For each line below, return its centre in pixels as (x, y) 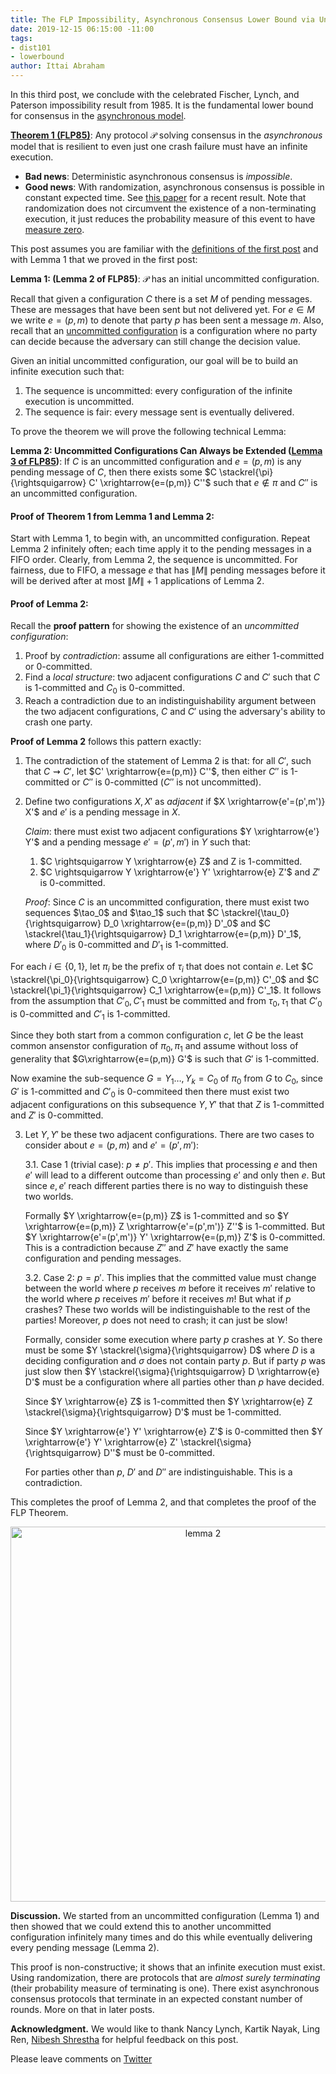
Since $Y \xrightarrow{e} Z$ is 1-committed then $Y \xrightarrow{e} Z (168, 1401)
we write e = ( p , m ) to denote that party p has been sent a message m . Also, (167, 320)
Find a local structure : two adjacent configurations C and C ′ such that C (172, 677)
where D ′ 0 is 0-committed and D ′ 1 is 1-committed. (126, 946)
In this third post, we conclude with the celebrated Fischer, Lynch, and (155, 94)
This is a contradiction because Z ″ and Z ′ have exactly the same (156, 1247)
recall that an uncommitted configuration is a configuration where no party (164, 330)
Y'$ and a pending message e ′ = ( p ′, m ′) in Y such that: (138, 842)
